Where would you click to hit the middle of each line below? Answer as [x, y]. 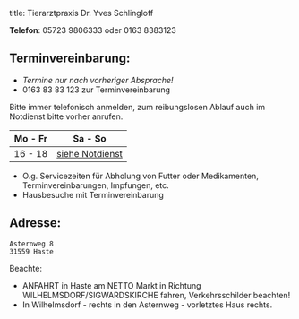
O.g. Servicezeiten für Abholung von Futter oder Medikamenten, [141, 176]
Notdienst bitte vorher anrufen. [66, 116]
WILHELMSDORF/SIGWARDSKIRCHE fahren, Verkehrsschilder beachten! [156, 295]
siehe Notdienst [90, 153]
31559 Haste [31, 251]
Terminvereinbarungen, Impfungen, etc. [96, 185]
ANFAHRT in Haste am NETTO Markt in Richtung [111, 285]
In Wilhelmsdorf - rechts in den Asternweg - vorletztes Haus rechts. [147, 305]
